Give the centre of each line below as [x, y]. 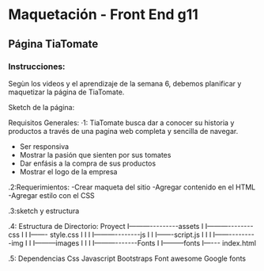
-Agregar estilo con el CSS [51, 195]
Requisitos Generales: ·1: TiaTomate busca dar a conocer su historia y [121, 122]
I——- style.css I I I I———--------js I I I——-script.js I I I [120, 235]
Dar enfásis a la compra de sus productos [88, 163]
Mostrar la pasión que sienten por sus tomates [95, 155]
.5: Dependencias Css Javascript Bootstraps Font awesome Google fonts [127, 258]
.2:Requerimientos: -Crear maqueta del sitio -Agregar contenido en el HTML [132, 187]
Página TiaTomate [53, 44]
